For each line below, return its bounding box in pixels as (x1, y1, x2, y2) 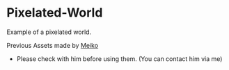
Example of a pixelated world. (6, 28, 92, 36)
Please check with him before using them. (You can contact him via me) (16, 54, 223, 63)
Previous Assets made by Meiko (6, 41, 99, 49)
